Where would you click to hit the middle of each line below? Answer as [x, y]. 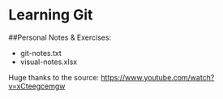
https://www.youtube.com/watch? [158, 77]
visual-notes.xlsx [49, 62]
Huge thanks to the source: [54, 77]
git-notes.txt [41, 53]
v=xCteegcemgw [37, 86]
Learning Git [51, 15]
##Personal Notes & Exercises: [60, 37]
